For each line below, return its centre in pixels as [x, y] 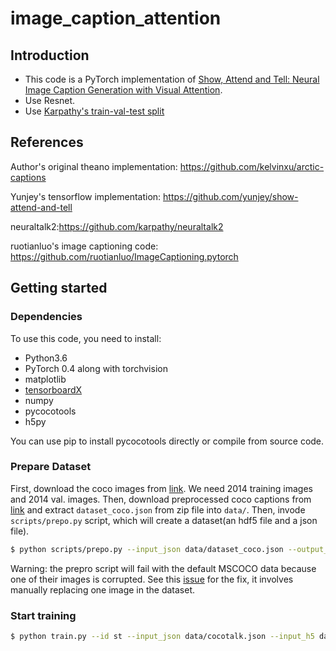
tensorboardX [53, 389]
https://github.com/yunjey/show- [231, 196]
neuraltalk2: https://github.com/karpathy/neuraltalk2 [117, 226]
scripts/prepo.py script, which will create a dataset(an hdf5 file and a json [164, 520]
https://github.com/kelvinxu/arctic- [252, 166]
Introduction [50, 55]
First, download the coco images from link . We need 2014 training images [161, 488]
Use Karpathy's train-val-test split [94, 111]
